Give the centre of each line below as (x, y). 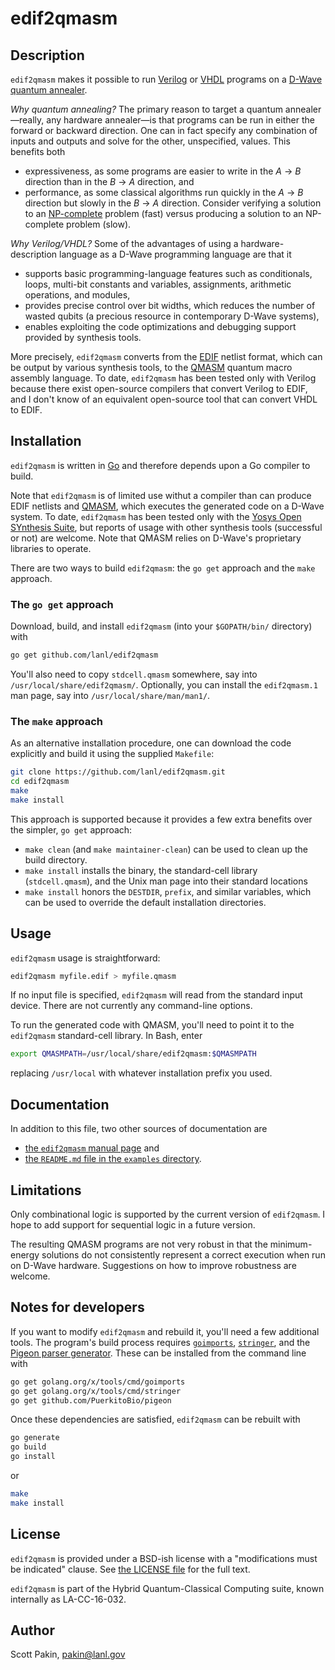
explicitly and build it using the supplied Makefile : (112, 754)
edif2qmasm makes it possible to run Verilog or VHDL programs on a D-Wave (166, 79)
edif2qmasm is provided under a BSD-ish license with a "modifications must (164, 1558)
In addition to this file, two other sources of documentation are (139, 1129)
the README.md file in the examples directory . (113, 1159)
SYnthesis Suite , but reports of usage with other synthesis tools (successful (166, 527)
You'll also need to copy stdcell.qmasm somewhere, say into (134, 674)
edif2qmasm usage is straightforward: (85, 958)
